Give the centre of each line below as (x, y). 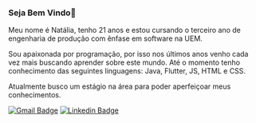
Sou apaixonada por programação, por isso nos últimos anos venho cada (128, 54)
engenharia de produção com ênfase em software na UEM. (106, 38)
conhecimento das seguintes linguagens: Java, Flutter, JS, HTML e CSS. (127, 71)
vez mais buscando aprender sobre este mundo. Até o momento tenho (124, 62)
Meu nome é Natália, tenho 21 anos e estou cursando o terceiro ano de (124, 30)
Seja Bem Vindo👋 (42, 13)
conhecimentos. (35, 95)
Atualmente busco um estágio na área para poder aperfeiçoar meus (120, 86)
